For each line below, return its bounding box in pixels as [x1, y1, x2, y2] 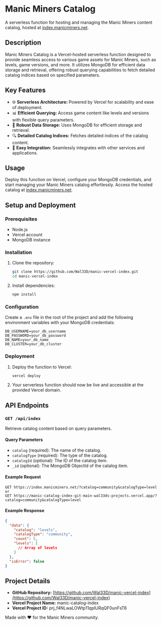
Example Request [5, 474, 41, 480]
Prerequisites [5, 216, 37, 222]
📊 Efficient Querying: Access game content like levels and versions [12, 110, 149, 116]
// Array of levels [17, 546, 57, 550]
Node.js [12, 227, 28, 233]
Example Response [5, 508, 45, 514]
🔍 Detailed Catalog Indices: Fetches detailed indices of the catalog [12, 132, 148, 139]
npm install [12, 292, 36, 297]
